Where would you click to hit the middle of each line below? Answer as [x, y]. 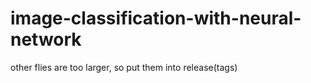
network [46, 39]
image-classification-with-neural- [156, 18]
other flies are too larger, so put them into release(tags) [124, 67]
